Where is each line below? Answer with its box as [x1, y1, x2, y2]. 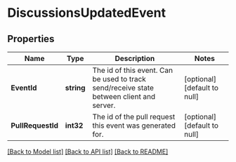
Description [114, 54, 155, 63]
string [65, 83, 86, 93]
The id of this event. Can [92, 65, 173, 75]
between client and [92, 92, 156, 101]
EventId [11, 83, 37, 93]
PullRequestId [11, 121, 58, 130]
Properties [7, 33, 55, 45]
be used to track [92, 74, 146, 83]
